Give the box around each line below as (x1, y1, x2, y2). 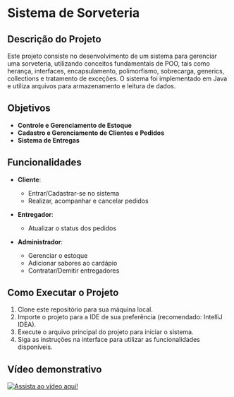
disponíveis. (17, 343, 53, 351)
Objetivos (7, 102, 51, 114)
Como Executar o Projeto (7, 287, 119, 299)
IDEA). (17, 320, 37, 329)
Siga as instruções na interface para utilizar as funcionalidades (17, 336, 201, 344)
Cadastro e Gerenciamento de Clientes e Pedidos (17, 129, 165, 137)
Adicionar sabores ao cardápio (27, 259, 118, 267)
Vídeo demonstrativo (7, 363, 102, 375)
